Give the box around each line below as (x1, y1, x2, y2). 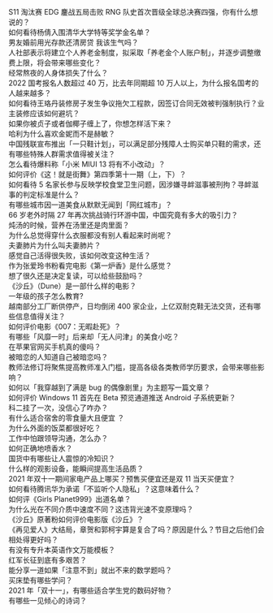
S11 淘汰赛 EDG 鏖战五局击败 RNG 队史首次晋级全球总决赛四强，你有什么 (8, 7, 252, 16)
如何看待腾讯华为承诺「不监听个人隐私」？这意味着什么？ (8, 484, 201, 494)
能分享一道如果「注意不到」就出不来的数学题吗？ (8, 565, 172, 575)
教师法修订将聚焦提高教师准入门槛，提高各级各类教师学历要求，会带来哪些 (8, 362, 258, 372)
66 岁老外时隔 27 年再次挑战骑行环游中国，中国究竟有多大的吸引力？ (8, 210, 238, 219)
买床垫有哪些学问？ (8, 576, 73, 585)
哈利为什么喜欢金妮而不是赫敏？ (8, 129, 115, 138)
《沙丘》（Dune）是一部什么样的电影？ (8, 281, 136, 291)
